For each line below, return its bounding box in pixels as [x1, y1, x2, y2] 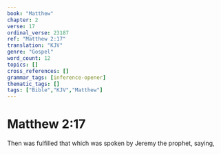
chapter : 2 [7, 16, 39, 23]
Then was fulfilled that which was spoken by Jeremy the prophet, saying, [7, 139, 215, 148]
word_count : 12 [7, 55, 51, 62]
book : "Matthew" [7, 10, 54, 17]
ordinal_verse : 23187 [7, 29, 70, 36]
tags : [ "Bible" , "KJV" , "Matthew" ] [7, 87, 103, 93]
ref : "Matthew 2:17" [7, 36, 67, 43]
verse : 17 [7, 23, 36, 30]
